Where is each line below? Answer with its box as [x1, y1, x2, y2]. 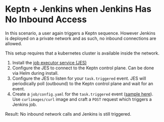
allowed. [5, 40, 22, 46]
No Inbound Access [5, 14, 87, 25]
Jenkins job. [12, 101, 37, 107]
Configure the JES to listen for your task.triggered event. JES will [12, 75, 146, 81]
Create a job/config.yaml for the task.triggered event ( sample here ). [12, 91, 154, 97]
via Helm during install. [12, 70, 59, 76]
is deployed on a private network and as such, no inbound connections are [5, 35, 156, 41]
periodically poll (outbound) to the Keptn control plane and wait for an [12, 80, 154, 87]
